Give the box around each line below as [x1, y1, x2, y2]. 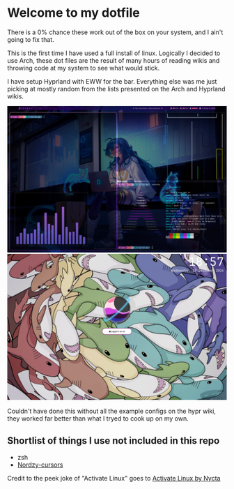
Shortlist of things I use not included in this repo [7, 435, 220, 446]
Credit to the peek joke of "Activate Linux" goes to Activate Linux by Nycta [7, 474, 221, 483]
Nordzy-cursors [17, 460, 63, 469]
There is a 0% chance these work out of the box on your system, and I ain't [7, 28, 224, 36]
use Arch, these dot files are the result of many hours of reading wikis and [7, 56, 220, 64]
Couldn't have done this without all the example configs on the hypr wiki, [7, 407, 216, 416]
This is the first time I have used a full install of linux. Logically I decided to [7, 49, 221, 57]
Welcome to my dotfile [7, 5, 141, 21]
